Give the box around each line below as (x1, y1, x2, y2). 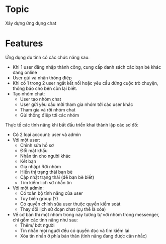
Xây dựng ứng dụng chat (5, 20, 57, 26)
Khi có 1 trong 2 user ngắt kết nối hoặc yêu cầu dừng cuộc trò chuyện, (12, 80, 158, 86)
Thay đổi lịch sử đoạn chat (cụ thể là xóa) (20, 206, 106, 212)
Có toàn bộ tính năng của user (20, 190, 83, 196)
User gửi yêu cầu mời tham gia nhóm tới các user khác (20, 101, 133, 107)
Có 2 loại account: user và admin (12, 132, 81, 138)
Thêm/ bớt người (20, 222, 55, 228)
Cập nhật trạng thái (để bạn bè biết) (20, 174, 95, 180)
